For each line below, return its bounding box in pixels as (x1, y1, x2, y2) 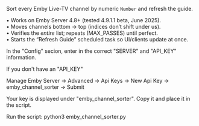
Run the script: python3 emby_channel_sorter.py (6, 113, 127, 120)
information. (6, 54, 37, 61)
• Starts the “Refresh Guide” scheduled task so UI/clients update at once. (6, 36, 189, 43)
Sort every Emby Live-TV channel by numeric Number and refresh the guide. (6, 5, 193, 12)
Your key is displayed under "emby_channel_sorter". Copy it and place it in (6, 95, 191, 102)
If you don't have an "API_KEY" (6, 65, 83, 73)
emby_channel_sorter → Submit (6, 83, 84, 91)
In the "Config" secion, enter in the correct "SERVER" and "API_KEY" (6, 47, 177, 55)
